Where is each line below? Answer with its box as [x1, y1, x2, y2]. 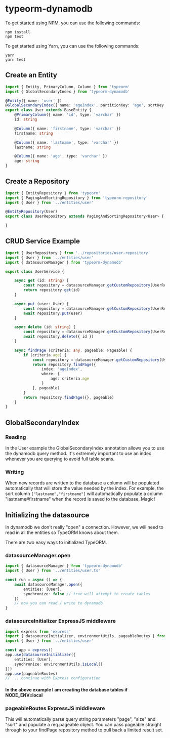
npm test [5, 34, 24, 39]
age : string [14, 158, 39, 163]
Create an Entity [5, 71, 57, 79]
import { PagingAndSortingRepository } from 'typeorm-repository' [5, 195, 148, 200]
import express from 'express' [5, 629, 71, 634]
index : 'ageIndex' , [41, 366, 82, 372]
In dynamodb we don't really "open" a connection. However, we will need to [5, 524, 163, 530]
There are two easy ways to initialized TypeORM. [5, 540, 107, 546]
